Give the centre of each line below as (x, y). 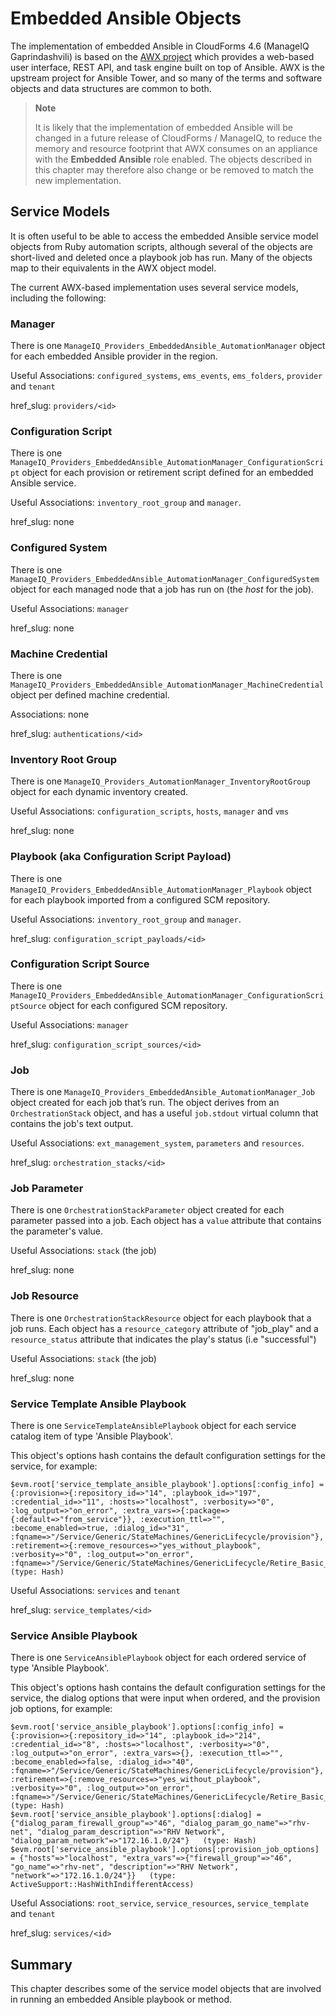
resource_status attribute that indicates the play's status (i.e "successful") (163, 1339)
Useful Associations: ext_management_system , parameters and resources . (157, 1143)
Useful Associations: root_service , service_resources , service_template (159, 1903)
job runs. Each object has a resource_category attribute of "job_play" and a (164, 1328)
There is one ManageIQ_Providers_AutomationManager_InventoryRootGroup (160, 781)
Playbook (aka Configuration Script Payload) (121, 857)
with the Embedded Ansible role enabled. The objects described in (173, 159)
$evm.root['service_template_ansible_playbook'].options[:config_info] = (167, 1485)
